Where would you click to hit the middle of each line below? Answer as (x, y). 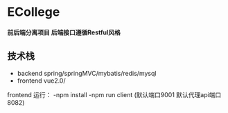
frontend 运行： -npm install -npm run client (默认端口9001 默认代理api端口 (114, 94)
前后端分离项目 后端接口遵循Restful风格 (64, 32)
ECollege (34, 12)
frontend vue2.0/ (41, 81)
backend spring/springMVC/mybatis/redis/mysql (87, 73)
